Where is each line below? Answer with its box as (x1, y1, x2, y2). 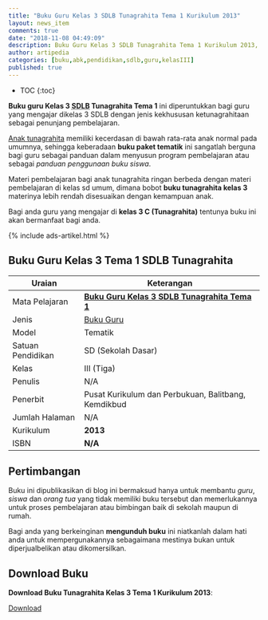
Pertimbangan (8, 464, 81, 478)
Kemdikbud (83, 398, 127, 409)
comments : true (8, 26, 59, 34)
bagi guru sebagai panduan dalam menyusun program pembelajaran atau (8, 150, 250, 160)
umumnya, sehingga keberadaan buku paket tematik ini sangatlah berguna (8, 141, 256, 152)
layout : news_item (8, 19, 69, 27)
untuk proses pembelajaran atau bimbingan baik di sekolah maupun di (8, 503, 238, 512)
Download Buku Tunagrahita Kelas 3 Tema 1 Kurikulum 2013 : (8, 588, 213, 598)
